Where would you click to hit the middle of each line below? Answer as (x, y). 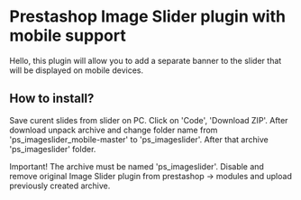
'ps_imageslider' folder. (53, 149)
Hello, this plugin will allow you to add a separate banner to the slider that (146, 60)
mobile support (68, 36)
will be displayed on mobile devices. (77, 70)
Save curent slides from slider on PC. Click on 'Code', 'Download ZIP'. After (149, 120)
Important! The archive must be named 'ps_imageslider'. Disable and (137, 166)
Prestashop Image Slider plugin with (148, 17)
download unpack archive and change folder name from (114, 130)
